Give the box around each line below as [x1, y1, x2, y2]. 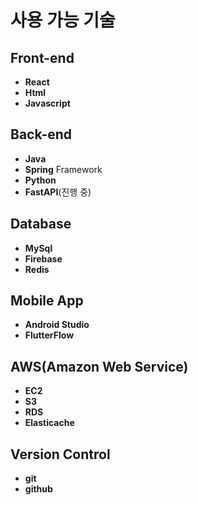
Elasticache [24, 417, 75, 429]
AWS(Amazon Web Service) [10, 358, 189, 375]
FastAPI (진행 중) [24, 186, 92, 198]
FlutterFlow [24, 329, 75, 341]
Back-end [10, 126, 73, 143]
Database [10, 216, 72, 233]
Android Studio [24, 319, 90, 331]
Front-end [10, 49, 75, 66]
